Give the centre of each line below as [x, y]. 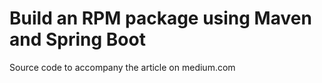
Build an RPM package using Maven [160, 18]
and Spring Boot [77, 39]
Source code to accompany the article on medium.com [122, 67]
